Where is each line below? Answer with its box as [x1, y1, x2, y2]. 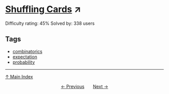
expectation [12, 54, 38, 60]
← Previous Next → [60, 83, 109, 89]
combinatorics [12, 48, 43, 54]
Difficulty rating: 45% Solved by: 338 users [5, 20, 95, 26]
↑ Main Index [5, 73, 33, 79]
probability [12, 59, 35, 65]
